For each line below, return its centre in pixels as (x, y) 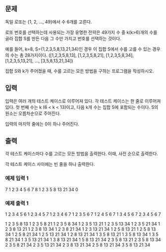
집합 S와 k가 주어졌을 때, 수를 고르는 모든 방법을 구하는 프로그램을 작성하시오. (80, 71)
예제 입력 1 (17, 178)
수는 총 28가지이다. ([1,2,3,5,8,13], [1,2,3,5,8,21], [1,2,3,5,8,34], (72, 55)
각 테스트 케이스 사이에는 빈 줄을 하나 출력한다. (50, 164)
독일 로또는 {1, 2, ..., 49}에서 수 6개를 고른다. (49, 22)
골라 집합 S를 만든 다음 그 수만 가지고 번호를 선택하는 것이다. (63, 38)
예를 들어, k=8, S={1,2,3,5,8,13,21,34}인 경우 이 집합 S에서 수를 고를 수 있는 (78, 49)
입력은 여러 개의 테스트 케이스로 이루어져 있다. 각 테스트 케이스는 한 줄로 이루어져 (83, 101)
